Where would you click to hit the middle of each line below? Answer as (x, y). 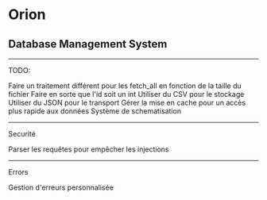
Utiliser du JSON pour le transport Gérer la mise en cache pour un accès (127, 102)
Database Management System (88, 44)
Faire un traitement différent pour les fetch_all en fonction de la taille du (125, 86)
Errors (18, 172)
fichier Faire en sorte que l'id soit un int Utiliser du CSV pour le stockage (126, 94)
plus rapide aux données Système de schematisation (95, 111)
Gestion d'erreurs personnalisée (61, 187)
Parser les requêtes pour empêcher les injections (89, 149)
